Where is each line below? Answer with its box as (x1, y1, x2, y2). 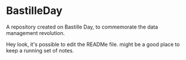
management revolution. (6, 29, 65, 36)
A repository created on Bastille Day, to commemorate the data (6, 23, 158, 30)
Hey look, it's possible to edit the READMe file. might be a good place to (6, 41, 180, 48)
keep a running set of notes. (6, 47, 75, 54)
